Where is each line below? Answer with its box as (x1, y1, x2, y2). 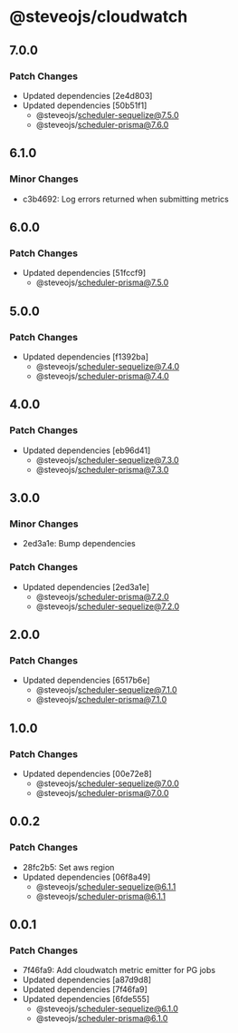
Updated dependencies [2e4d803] (22, 90, 153, 101)
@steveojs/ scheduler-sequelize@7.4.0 (35, 360, 180, 371)
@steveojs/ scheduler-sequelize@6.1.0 (35, 1003, 179, 1014)
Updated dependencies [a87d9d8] (22, 974, 152, 986)
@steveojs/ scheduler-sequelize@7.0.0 (35, 778, 179, 789)
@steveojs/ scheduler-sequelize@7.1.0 (35, 684, 177, 695)
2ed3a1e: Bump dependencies (22, 538, 136, 549)
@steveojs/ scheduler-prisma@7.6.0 (35, 119, 169, 130)
